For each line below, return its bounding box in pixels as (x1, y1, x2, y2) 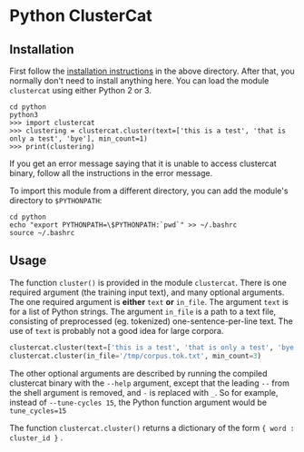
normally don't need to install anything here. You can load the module (9, 75, 270, 86)
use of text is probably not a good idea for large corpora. (9, 325, 224, 336)
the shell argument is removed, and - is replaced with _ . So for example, (9, 387, 279, 398)
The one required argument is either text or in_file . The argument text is (9, 296, 289, 307)
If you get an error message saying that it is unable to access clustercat (9, 158, 277, 169)
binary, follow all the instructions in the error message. (9, 168, 213, 178)
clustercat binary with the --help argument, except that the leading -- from (9, 378, 290, 388)
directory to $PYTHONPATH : (9, 195, 103, 205)
